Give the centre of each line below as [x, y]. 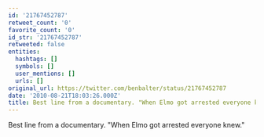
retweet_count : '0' [40, 23]
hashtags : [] [37, 59]
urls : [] [29, 81]
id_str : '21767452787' [45, 37]
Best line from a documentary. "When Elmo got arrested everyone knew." [126, 125]
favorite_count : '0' [42, 30]
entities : [24, 52]
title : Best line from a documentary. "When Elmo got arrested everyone [130, 103]
